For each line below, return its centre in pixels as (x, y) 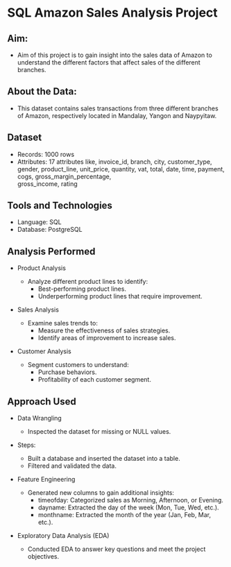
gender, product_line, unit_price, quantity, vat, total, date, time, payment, (121, 169)
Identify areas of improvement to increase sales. (107, 338)
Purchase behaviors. (67, 372)
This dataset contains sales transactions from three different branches (118, 108)
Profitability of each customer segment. (94, 380)
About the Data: (42, 92)
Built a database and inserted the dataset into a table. (104, 459)
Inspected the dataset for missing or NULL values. (99, 432)
